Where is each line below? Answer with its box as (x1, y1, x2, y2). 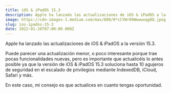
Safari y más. (5, 72, 33, 78)
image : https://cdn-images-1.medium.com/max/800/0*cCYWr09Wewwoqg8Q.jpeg (5, 17, 166, 22)
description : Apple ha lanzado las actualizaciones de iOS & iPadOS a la (5, 12, 166, 17)
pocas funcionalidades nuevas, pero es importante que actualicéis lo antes (5, 56, 163, 62)
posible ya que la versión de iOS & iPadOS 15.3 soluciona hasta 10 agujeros (5, 61, 164, 67)
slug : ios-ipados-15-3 (5, 21, 54, 27)
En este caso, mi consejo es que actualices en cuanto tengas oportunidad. (5, 82, 162, 88)
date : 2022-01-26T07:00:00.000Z (5, 27, 74, 32)
